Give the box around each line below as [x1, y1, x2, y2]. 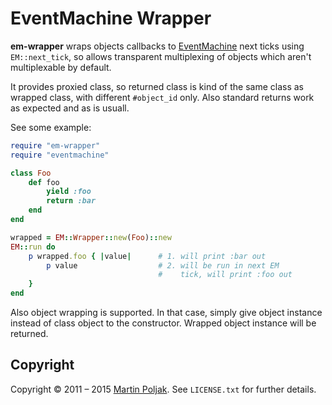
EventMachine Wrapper [10, 7, 212, 30]
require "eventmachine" [10, 150, 110, 160]
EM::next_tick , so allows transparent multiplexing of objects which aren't [10, 50, 312, 62]
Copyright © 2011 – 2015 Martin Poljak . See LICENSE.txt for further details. [10, 383, 317, 395]
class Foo [10, 168, 52, 178]
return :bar [46, 196, 97, 206]
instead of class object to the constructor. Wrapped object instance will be [10, 317, 317, 329]
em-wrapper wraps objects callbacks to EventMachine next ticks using [10, 40, 305, 52]
